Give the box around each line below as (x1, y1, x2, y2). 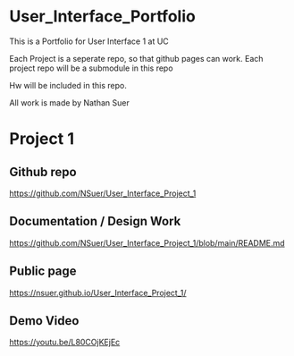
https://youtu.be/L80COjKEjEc (9, 337, 121, 348)
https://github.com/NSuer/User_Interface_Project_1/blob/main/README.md (9, 237, 285, 248)
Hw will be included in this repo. (9, 80, 127, 90)
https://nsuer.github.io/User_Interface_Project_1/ (9, 287, 187, 298)
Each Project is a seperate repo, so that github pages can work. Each (9, 53, 264, 64)
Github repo (9, 164, 78, 180)
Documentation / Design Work (9, 214, 181, 229)
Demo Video (9, 313, 80, 328)
